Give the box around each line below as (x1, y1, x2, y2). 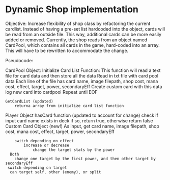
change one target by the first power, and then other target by (14, 156, 156, 161)
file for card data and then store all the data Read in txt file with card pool (5, 72, 159, 79)
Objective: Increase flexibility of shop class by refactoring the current (5, 20, 151, 27)
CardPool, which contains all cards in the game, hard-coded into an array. (5, 42, 160, 48)
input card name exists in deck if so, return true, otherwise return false (5, 117, 154, 123)
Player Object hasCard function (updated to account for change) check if (5, 112, 159, 118)
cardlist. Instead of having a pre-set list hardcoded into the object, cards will (5, 25, 165, 32)
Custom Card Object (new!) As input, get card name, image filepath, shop (5, 123, 159, 129)
